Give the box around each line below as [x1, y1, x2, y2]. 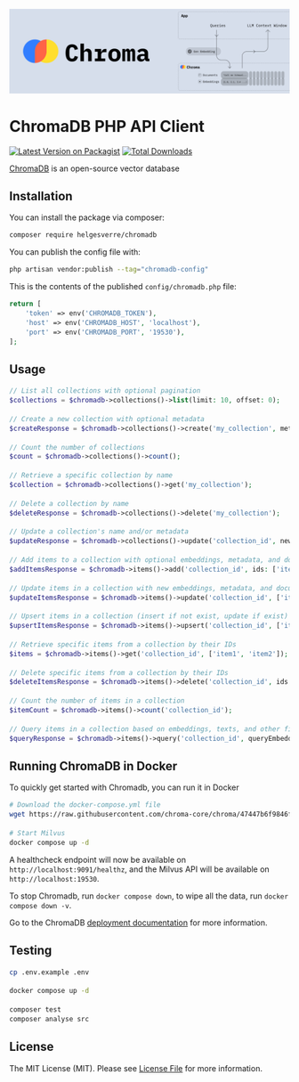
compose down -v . [9, 899, 72, 910]
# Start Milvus [9, 828, 66, 837]
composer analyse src [9, 1014, 90, 1023]
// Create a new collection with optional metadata [9, 414, 205, 423]
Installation [9, 188, 73, 204]
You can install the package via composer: [9, 212, 165, 223]
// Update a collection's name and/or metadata [9, 527, 190, 536]
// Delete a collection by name [9, 499, 129, 508]
